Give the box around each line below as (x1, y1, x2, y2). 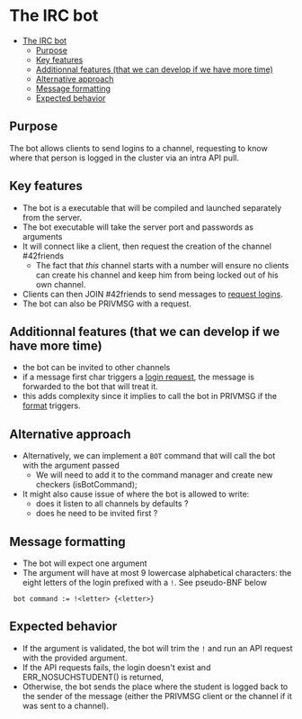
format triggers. (22, 400, 81, 411)
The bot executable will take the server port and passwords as (22, 222, 254, 232)
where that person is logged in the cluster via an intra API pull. (9, 152, 240, 163)
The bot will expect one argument (22, 558, 147, 569)
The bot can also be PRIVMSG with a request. (22, 298, 191, 309)
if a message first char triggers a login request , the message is (22, 371, 254, 383)
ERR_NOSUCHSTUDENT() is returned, (22, 671, 164, 682)
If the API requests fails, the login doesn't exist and (22, 661, 211, 672)
